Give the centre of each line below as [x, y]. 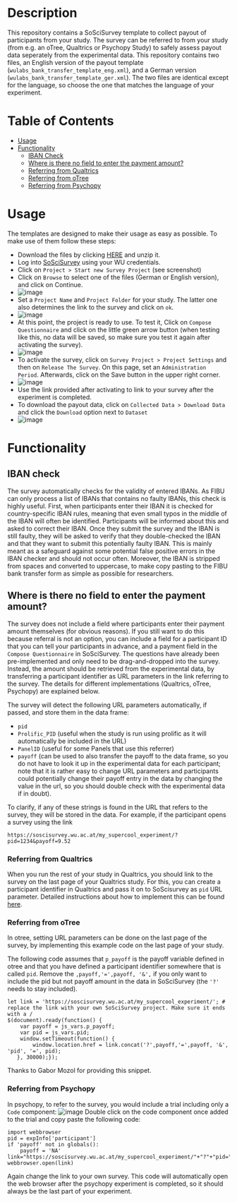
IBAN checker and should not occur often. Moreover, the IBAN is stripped [114, 558]
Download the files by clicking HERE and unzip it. [89, 255]
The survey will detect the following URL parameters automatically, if [107, 705]
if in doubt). [34, 793]
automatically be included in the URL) [72, 741]
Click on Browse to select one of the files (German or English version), [118, 277]
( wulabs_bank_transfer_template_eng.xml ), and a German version [102, 70]
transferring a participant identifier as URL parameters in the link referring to [118, 676]
